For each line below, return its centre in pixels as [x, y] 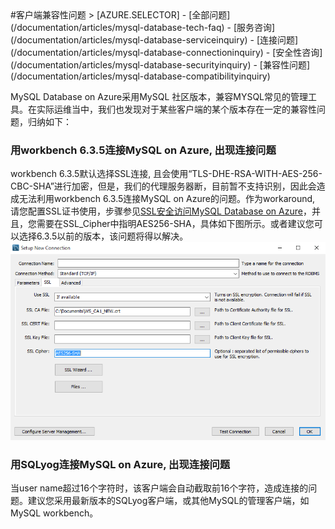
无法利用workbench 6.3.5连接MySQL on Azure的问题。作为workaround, [167, 199]
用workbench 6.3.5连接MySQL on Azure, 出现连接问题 [143, 150]
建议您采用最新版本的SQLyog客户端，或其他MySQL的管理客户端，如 [168, 501]
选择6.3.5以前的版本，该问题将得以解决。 [103, 236]
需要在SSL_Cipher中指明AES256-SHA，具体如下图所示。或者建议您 [175, 224]
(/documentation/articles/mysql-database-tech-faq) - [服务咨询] [143, 27]
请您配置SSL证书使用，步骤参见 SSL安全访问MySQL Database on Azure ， [161, 211]
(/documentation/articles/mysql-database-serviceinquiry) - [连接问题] [154, 40]
